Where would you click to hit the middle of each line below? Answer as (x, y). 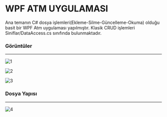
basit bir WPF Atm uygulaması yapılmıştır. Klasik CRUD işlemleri (70, 27)
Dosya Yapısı (21, 94)
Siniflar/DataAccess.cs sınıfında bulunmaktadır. (53, 33)
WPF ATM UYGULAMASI (57, 9)
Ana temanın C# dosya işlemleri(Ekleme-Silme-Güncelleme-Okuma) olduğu (83, 22)
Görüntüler (19, 46)
